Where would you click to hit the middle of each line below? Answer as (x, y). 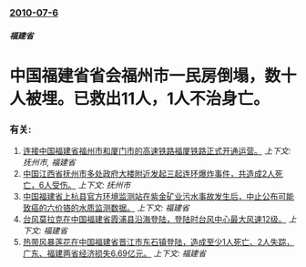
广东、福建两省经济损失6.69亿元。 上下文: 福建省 (114, 253)
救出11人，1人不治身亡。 (180, 98)
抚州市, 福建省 (49, 162)
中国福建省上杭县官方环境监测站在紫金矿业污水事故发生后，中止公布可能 (158, 196)
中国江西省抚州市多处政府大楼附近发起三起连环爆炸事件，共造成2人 (149, 174)
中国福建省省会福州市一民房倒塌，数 (145, 76)
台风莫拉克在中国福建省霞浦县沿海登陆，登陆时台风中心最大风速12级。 (154, 219)
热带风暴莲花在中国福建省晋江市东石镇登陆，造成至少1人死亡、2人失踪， (158, 242)
